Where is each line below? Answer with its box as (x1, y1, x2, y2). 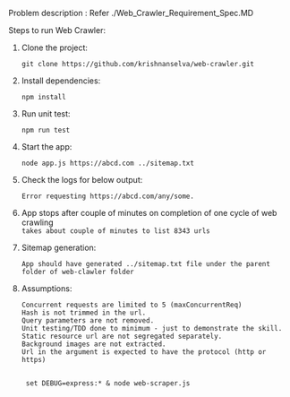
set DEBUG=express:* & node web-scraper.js (25, 379, 191, 388)
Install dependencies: (21, 75, 101, 86)
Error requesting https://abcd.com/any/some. (21, 192, 194, 201)
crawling (21, 217, 55, 228)
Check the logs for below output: (21, 175, 143, 185)
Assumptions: (21, 283, 72, 294)
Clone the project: (21, 42, 89, 53)
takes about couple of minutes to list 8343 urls (21, 227, 211, 236)
